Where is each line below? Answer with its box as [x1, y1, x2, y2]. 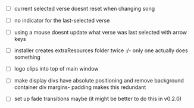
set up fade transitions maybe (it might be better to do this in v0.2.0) [14, 95, 182, 103]
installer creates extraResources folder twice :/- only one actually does [14, 47, 188, 54]
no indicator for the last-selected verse [14, 17, 110, 24]
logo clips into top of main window [14, 65, 99, 72]
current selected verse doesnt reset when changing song [14, 5, 155, 12]
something [14, 53, 41, 61]
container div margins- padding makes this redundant [14, 84, 146, 91]
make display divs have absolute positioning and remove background [14, 77, 184, 84]
